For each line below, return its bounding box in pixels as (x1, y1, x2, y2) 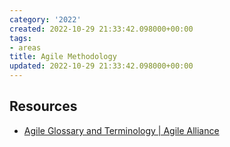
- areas (9, 42, 42, 53)
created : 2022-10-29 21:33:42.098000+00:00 (9, 24, 194, 34)
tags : (9, 33, 32, 43)
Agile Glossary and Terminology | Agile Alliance (23, 124, 220, 136)
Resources (9, 98, 78, 115)
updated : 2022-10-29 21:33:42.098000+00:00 (9, 61, 194, 71)
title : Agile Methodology (9, 52, 117, 62)
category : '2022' (9, 14, 82, 25)
